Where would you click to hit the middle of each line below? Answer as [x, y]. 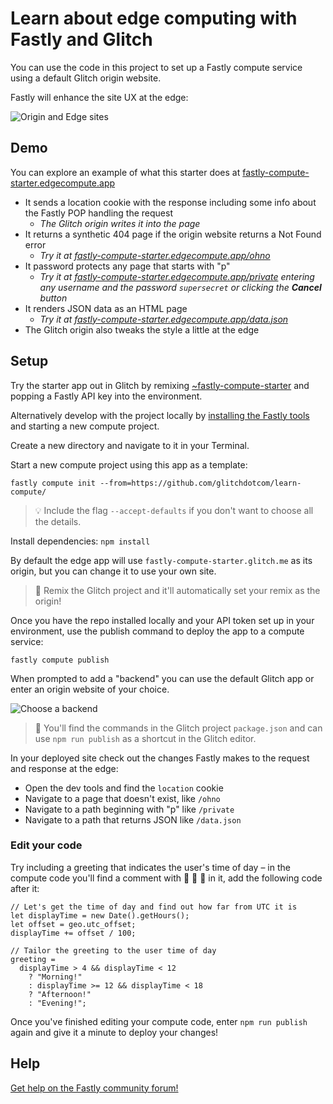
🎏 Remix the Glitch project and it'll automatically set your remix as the [177, 590]
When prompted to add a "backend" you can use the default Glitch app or [162, 678]
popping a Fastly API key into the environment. [106, 396]
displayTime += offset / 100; [73, 933]
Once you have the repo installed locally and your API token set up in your [162, 620]
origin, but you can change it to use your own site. [113, 571]
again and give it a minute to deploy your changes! [114, 1032]
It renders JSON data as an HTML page [106, 308]
